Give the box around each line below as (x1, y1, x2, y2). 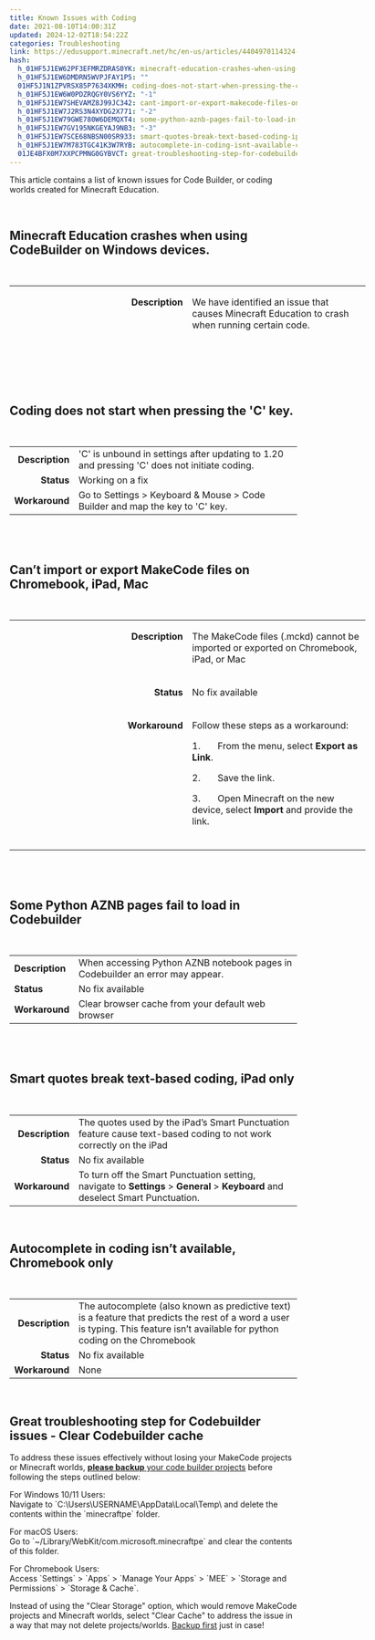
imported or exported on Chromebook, (192, 642, 358, 654)
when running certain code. (192, 319, 310, 331)
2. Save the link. (192, 772, 276, 785)
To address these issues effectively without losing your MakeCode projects (9, 1452, 292, 1463)
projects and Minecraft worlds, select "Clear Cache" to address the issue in (9, 1610, 293, 1621)
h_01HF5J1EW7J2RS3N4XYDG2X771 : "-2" (17, 107, 157, 116)
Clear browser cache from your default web (78, 998, 266, 1010)
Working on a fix (78, 474, 149, 486)
